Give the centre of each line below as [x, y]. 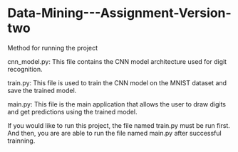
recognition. [25, 69]
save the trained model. [42, 90]
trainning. [21, 141]
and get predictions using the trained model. [72, 112]
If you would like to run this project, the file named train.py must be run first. [119, 125]
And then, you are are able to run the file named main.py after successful [115, 133]
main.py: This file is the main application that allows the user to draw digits [117, 104]
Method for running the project [53, 48]
